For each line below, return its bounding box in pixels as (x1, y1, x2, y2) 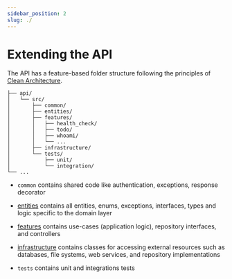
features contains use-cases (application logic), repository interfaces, (17, 222, 217, 231)
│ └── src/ (7, 96, 45, 103)
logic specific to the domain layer (17, 209, 113, 217)
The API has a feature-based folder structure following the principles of (7, 69, 211, 78)
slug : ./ (7, 17, 33, 24)
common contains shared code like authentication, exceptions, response (17, 181, 218, 189)
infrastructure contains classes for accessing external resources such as (17, 243, 225, 251)
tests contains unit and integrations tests (17, 264, 135, 272)
